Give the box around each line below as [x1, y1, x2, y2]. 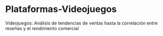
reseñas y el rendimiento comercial [5, 25, 79, 31]
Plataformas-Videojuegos [5, 3, 117, 15]
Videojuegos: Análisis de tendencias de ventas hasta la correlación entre [5, 20, 158, 26]
